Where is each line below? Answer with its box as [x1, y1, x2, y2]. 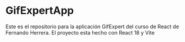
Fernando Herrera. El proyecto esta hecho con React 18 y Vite [5, 29, 155, 36]
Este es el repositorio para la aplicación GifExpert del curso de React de [5, 23, 180, 30]
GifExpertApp [5, 4, 74, 17]
